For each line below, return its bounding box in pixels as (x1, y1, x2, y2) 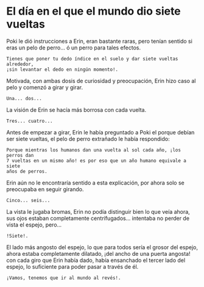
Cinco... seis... (6, 197, 51, 203)
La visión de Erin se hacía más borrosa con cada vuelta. (6, 106, 147, 114)
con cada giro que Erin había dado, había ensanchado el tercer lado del (6, 256, 186, 264)
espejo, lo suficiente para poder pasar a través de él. (6, 263, 139, 270)
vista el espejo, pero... (6, 221, 62, 228)
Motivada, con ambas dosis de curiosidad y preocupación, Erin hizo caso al (6, 77, 196, 84)
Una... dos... (6, 95, 43, 101)
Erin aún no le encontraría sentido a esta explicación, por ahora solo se (6, 179, 185, 186)
